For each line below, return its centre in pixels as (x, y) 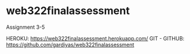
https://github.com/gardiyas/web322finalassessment (70, 45)
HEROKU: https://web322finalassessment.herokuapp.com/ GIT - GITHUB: (95, 38)
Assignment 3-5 (26, 27)
